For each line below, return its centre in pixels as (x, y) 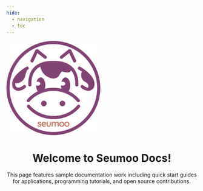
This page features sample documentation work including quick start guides (102, 175)
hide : (13, 13)
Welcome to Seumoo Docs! (102, 158)
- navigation (28, 19)
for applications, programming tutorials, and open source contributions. (102, 181)
